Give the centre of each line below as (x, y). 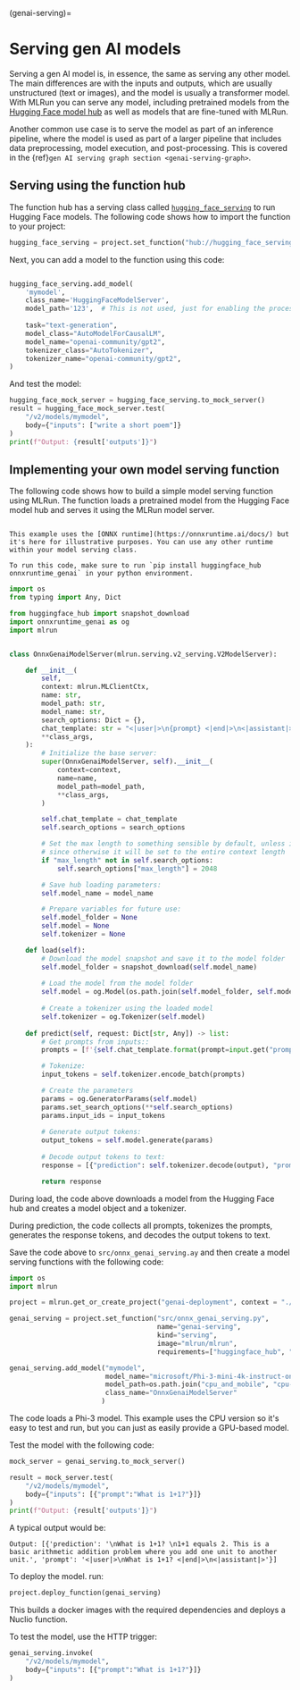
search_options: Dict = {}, (93, 720)
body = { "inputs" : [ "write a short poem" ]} (103, 425)
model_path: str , (73, 704)
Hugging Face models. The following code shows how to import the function (150, 216)
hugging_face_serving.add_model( (71, 284)
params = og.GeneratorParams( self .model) (120, 1098)
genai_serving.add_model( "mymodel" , (77, 1368)
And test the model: (46, 384)
